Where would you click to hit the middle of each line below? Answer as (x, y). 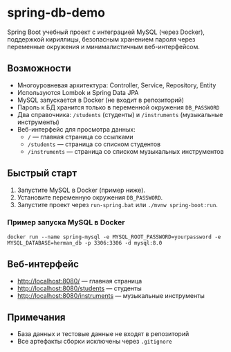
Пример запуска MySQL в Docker (66, 222)
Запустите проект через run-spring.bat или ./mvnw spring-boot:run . (117, 204)
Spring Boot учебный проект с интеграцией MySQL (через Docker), (106, 32)
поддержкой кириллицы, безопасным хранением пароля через (101, 39)
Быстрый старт (42, 174)
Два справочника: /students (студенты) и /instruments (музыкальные (120, 114)
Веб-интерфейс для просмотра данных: (76, 129)
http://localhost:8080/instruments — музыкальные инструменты (111, 295)
